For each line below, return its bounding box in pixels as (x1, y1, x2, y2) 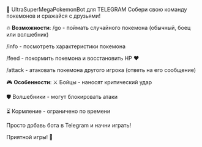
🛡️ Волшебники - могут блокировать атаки (6, 93, 118, 100)
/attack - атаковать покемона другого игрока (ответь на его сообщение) (6, 66, 196, 73)
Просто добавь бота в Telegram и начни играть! (6, 122, 132, 129)
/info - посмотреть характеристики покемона (6, 43, 126, 50)
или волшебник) (6, 31, 49, 38)
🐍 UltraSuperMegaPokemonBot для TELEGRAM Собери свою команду (6, 6, 187, 13)
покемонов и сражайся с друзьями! (6, 12, 101, 20)
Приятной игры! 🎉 (6, 134, 53, 140)
